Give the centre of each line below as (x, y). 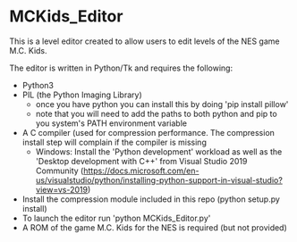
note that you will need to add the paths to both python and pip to (156, 113)
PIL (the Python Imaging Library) (82, 95)
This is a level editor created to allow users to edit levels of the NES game (144, 41)
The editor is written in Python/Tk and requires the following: (121, 68)
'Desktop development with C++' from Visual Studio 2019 (141, 161)
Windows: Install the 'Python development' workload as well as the (159, 151)
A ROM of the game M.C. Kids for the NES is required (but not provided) (155, 227)
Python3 (38, 85)
